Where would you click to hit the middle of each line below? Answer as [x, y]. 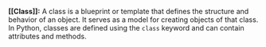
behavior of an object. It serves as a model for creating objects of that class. [133, 20]
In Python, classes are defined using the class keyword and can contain [126, 28]
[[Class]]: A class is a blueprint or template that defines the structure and [129, 11]
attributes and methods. [47, 36]
